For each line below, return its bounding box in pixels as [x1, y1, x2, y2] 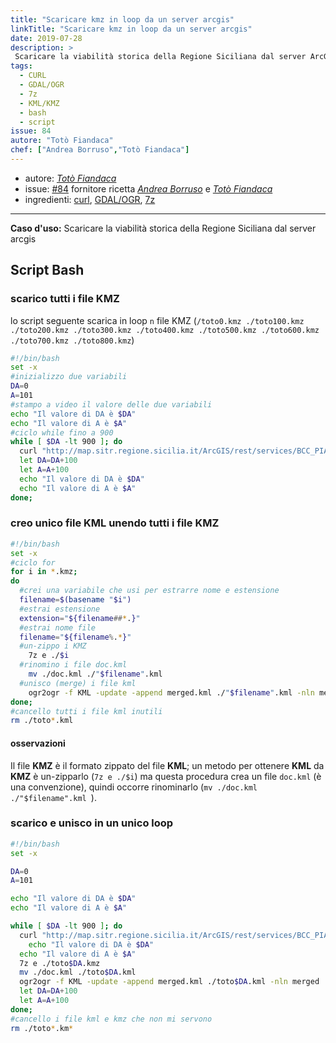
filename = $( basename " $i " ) [19, 595, 132, 605]
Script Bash [10, 262, 85, 279]
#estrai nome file [19, 622, 97, 633]
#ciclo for [10, 557, 56, 568]
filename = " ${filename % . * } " [19, 632, 132, 642]
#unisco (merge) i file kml [19, 678, 137, 688]
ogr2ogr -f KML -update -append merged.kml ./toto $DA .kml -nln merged [19, 977, 320, 987]
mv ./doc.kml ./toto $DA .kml [19, 967, 137, 978]
